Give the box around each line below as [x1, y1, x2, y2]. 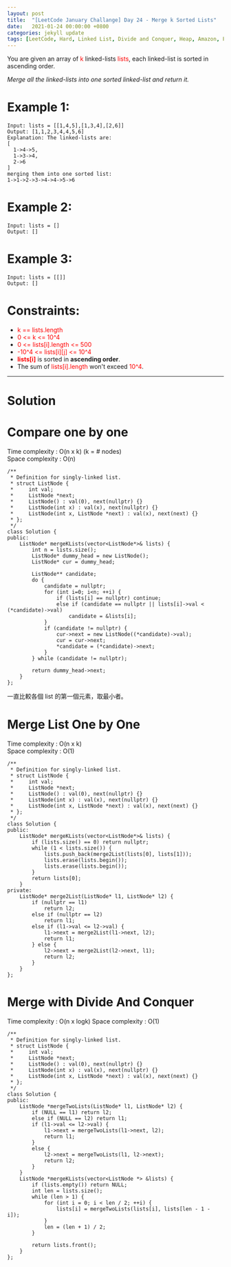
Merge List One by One [7, 717, 141, 732]
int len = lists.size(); [32, 1187, 103, 1194]
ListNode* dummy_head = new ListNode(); [32, 552, 149, 559]
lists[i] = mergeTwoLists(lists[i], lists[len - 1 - [56, 1205, 211, 1213]
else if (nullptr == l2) [32, 911, 103, 918]
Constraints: [7, 303, 80, 319]
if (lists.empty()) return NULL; [32, 1181, 128, 1188]
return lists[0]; [32, 875, 81, 881]
